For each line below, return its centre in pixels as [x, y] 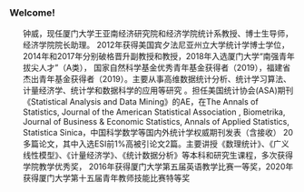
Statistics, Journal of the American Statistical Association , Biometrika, [154, 112]
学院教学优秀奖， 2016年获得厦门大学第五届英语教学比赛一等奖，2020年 [158, 167]
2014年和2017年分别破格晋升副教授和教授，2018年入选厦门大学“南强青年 [158, 56]
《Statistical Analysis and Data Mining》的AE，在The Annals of [140, 102]
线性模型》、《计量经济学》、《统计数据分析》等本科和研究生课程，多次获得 [157, 156]
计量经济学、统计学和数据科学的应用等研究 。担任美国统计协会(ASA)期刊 [158, 91]
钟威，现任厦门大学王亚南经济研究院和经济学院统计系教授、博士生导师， [157, 34]
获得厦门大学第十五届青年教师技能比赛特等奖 [106, 178]
